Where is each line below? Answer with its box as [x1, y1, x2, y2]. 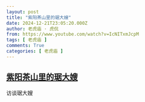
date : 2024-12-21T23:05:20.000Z [6, 20, 88, 26]
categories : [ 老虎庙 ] [6, 48, 63, 54]
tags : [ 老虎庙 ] [6, 37, 47, 43]
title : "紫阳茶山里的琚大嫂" [6, 14, 71, 21]
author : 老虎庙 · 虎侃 [6, 25, 59, 32]
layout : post [6, 8, 39, 15]
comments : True [6, 43, 45, 49]
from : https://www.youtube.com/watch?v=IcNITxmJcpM [6, 31, 139, 37]
